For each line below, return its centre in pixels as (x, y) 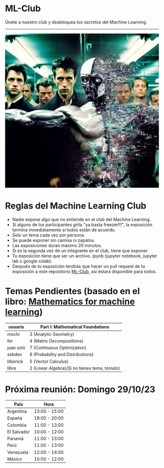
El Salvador (19, 432)
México (14, 459)
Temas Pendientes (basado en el (72, 291)
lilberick (15, 361)
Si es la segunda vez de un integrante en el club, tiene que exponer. (80, 251)
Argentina (17, 411)
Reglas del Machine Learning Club (76, 206)
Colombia (17, 425)
